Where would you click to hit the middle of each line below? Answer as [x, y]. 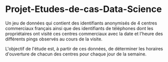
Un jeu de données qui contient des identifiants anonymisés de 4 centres [81, 23]
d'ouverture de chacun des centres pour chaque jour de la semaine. [76, 54]
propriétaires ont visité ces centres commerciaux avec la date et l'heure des [84, 33]
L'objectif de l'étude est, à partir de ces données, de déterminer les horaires [84, 48]
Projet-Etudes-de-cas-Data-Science [84, 9]
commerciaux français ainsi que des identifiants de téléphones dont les [79, 28]
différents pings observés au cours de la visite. [54, 39]
